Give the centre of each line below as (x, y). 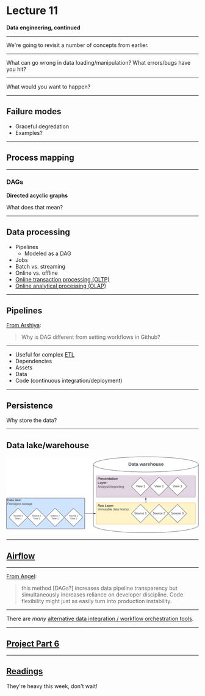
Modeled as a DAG (48, 253)
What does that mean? (34, 207)
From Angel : (22, 576)
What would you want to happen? (49, 87)
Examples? (29, 132)
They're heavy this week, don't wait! (52, 686)
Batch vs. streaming (40, 266)
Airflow (21, 556)
